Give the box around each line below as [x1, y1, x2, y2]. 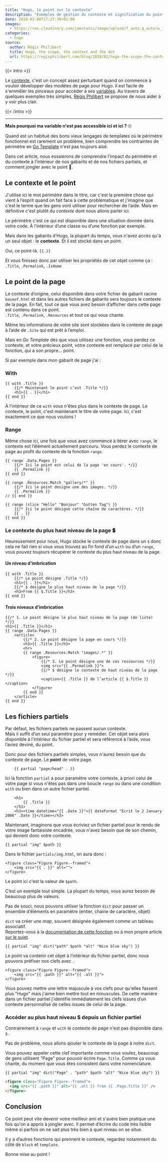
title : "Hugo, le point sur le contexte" [5, 7, 93, 13]
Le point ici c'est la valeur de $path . [5, 878, 78, 884]
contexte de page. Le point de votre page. [5, 756, 92, 763]
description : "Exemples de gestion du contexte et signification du [5, 12, 151, 17]
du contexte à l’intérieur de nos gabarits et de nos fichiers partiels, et [5, 159, 147, 165]
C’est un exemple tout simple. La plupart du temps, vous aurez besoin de [5, 888, 155, 894]
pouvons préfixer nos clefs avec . [5, 958, 75, 964]
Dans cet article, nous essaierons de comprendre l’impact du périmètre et [5, 154, 157, 160]
